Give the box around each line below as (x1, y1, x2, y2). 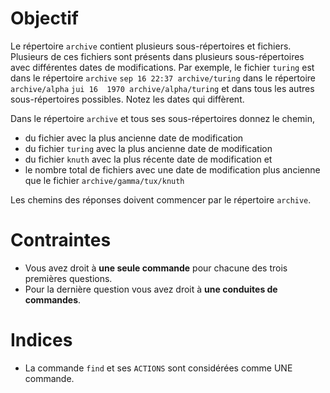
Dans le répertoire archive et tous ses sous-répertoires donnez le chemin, (10, 112, 316, 124)
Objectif (10, 7, 79, 30)
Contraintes (10, 229, 112, 252)
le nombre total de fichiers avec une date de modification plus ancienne (24, 163, 321, 176)
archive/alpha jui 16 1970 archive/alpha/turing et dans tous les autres (10, 82, 315, 94)
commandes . (24, 293, 82, 306)
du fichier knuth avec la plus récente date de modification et (24, 153, 273, 165)
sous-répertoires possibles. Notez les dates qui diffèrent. (10, 93, 245, 105)
